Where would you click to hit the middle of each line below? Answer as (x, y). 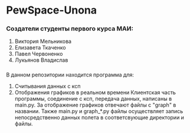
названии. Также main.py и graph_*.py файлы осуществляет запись (99, 111)
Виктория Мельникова (43, 41)
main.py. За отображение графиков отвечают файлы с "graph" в (95, 105)
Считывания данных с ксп (47, 87)
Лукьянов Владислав (41, 60)
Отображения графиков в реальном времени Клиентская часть (95, 92)
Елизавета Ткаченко (40, 48)
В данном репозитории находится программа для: (70, 75)
